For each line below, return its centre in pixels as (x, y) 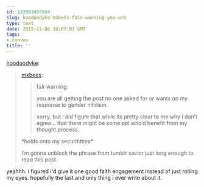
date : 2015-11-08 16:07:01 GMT (46, 29)
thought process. (58, 129)
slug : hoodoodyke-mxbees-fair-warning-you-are (66, 18)
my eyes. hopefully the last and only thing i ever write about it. (84, 177)
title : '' (19, 46)
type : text (20, 23)
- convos (17, 40)
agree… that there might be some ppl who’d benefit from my (112, 123)
